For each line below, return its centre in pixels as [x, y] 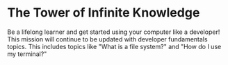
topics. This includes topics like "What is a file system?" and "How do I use [114, 46]
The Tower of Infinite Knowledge [104, 13]
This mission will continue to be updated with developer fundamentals [107, 39]
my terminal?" [27, 54]
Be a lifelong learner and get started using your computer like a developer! [114, 32]
